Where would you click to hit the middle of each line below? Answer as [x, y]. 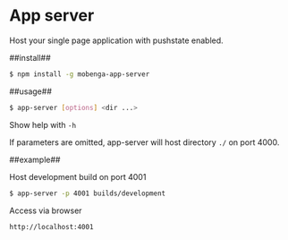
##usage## [30, 91]
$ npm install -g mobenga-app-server [80, 74]
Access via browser [46, 210]
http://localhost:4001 [51, 227]
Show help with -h [43, 124]
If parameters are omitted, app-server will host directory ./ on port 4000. [144, 142]
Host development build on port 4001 [78, 176]
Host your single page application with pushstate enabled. [116, 40]
